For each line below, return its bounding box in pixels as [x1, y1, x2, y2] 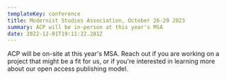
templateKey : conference [7, 10, 81, 18]
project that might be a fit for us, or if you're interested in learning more [7, 57, 215, 66]
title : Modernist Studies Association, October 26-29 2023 [7, 17, 186, 24]
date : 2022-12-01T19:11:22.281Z [7, 30, 103, 38]
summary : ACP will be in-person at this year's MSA [7, 23, 163, 30]
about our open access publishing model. [7, 64, 129, 73]
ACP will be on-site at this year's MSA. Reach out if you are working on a [7, 50, 220, 58]
